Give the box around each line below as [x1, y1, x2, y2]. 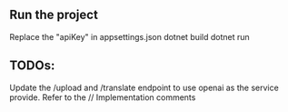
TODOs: [9, 58, 55, 74]
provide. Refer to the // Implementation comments [9, 91, 196, 103]
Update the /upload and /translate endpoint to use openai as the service [9, 82, 279, 93]
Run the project [9, 7, 98, 23]
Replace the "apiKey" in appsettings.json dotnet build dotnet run [9, 31, 250, 42]
